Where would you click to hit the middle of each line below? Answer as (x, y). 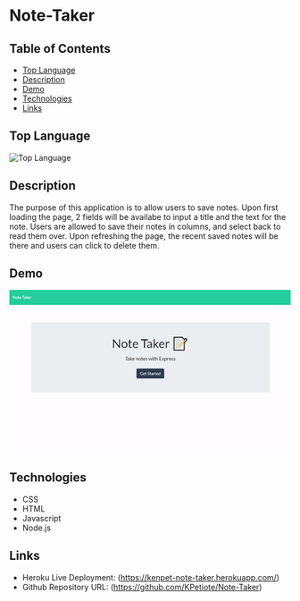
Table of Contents (60, 49)
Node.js (37, 528)
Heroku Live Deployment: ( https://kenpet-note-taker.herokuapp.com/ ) (150, 577)
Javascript (42, 518)
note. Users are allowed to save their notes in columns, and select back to (145, 226)
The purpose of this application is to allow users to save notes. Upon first (144, 207)
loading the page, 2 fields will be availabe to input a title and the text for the (148, 216)
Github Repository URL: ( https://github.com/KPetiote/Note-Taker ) (142, 587)
